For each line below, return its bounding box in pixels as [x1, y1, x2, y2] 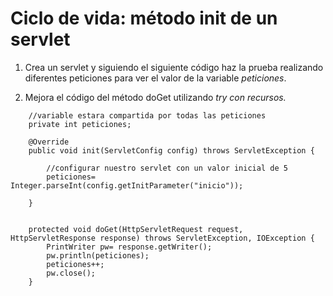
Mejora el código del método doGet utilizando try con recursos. [24, 91, 287, 103]
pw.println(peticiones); [46, 250, 150, 261]
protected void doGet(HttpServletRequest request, [28, 224, 244, 234]
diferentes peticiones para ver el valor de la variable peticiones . [24, 72, 287, 84]
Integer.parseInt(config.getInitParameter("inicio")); [10, 180, 244, 191]
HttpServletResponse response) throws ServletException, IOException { [10, 233, 315, 243]
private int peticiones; [28, 119, 132, 129]
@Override [28, 137, 70, 147]
